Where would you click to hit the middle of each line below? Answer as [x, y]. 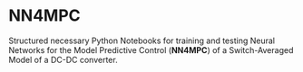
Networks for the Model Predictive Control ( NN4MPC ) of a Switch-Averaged [151, 49]
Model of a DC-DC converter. [64, 59]
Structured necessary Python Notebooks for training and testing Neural [142, 40]
